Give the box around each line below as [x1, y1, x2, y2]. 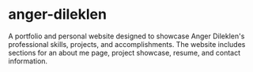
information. [8, 56, 48, 66]
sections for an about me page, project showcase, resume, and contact [8, 48, 241, 57]
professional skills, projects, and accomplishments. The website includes [8, 39, 246, 49]
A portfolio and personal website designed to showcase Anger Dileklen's [8, 31, 245, 41]
